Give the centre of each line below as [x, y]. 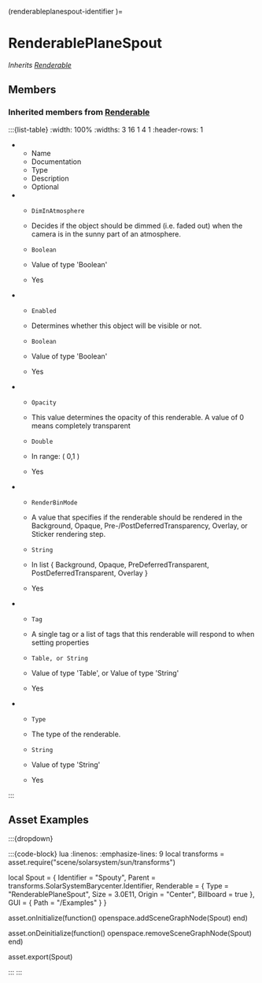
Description [50, 178]
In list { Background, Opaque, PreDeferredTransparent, [120, 564]
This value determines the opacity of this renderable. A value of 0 [138, 417]
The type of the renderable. [76, 734]
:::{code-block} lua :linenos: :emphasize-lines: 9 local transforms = [116, 854]
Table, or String [60, 658]
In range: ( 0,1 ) [55, 456]
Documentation [56, 162]
